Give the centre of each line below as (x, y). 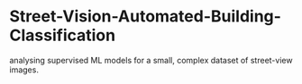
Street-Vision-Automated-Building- (146, 17)
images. (24, 70)
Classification (62, 35)
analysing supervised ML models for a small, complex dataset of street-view (151, 60)
